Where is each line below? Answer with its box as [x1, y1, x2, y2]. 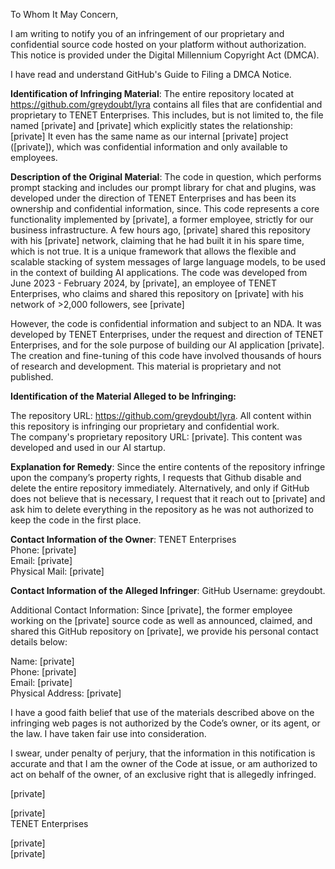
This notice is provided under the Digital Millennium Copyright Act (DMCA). [10, 49, 320, 61]
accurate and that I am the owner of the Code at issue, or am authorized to [10, 758, 318, 769]
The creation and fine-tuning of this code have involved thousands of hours [10, 350, 322, 361]
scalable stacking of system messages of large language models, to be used [10, 256, 326, 268]
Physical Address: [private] [10, 687, 122, 699]
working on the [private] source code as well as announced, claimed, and [10, 615, 313, 626]
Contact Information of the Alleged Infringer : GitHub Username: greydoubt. [10, 585, 326, 596]
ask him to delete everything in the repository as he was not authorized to [10, 504, 314, 515]
